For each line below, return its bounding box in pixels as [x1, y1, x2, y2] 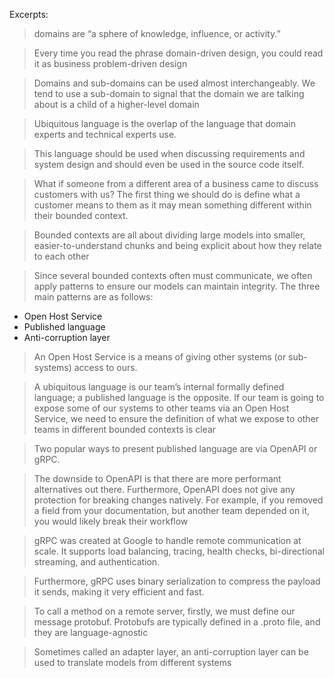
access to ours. [73, 362, 138, 373]
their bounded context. [33, 210, 129, 221]
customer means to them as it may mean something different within [33, 199, 312, 211]
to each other [33, 250, 90, 262]
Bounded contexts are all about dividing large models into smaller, [33, 229, 306, 241]
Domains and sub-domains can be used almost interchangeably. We [33, 77, 316, 89]
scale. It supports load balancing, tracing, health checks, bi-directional [33, 545, 325, 557]
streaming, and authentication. [33, 556, 161, 568]
